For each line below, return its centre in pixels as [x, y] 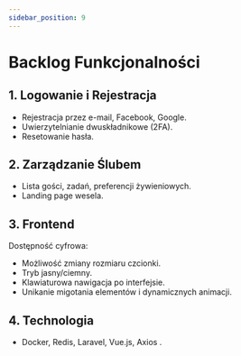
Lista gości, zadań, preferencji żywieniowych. [106, 187]
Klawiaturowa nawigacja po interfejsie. [93, 283]
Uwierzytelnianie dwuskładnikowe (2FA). [97, 126]
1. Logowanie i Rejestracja [83, 96]
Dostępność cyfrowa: [48, 246]
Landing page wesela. [63, 196]
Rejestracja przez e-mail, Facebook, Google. [104, 117]
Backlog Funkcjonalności [104, 62]
